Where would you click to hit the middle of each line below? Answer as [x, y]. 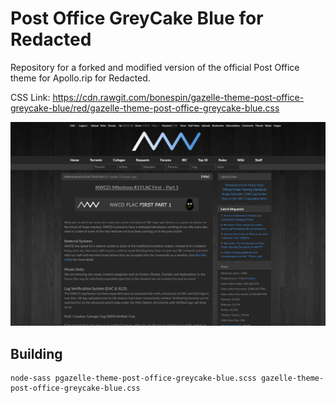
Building [36, 353]
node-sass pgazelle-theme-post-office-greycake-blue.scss [133, 378]
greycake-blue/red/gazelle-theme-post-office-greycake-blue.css [145, 108]
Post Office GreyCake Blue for [137, 18]
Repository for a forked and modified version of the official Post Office [155, 67]
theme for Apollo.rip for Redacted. [80, 78]
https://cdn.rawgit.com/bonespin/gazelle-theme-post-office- [178, 97]
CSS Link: [30, 97]
